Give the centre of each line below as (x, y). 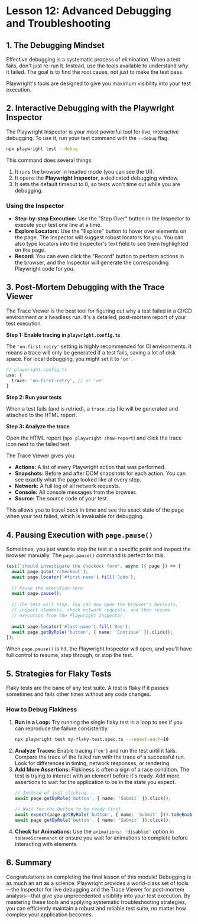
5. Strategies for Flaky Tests (59, 674)
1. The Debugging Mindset (56, 45)
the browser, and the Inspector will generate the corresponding (92, 262)
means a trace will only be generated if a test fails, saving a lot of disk (91, 352)
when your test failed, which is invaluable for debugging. (75, 516)
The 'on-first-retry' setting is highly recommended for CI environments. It (99, 346)
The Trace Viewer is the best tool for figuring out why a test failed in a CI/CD (99, 311)
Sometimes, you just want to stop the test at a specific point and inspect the (98, 549)
